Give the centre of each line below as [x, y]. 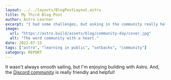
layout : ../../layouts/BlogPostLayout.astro [53, 10]
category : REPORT [24, 52]
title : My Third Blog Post [34, 15]
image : [12, 29]
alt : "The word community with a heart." [54, 38]
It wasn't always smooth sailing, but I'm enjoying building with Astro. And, [82, 67]
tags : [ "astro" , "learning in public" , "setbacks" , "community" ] [76, 48]
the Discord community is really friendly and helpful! [60, 72]
